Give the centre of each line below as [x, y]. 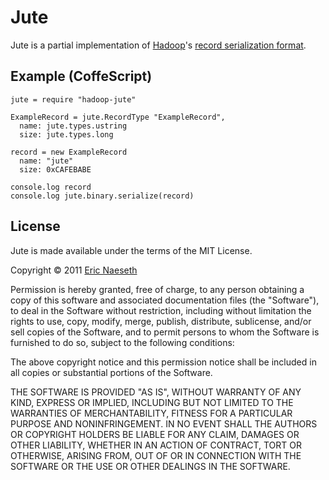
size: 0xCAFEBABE [55, 169]
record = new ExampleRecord [69, 152]
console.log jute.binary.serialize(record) [102, 196]
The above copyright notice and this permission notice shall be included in [163, 362]
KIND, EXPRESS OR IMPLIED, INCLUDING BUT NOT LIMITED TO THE [152, 402]
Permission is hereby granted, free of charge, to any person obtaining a [157, 289]
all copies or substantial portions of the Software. [111, 372]
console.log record [51, 187]
